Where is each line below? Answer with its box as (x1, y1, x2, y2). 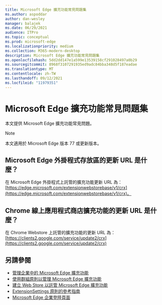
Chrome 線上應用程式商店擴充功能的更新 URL (5, 206, 143, 214)
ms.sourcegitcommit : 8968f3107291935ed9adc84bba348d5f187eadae (5, 62, 137, 67)
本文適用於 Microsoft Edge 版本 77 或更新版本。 (5, 140, 102, 146)
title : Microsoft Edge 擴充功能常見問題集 (5, 7, 87, 12)
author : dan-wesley (5, 16, 45, 21)
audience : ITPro (5, 30, 38, 35)
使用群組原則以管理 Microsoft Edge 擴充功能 (12, 276, 102, 282)
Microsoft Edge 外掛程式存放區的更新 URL (5, 156, 134, 164)
